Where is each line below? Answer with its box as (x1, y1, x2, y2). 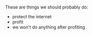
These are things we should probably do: (5, 4, 89, 10)
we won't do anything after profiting (12, 24, 85, 30)
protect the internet (12, 14, 52, 19)
